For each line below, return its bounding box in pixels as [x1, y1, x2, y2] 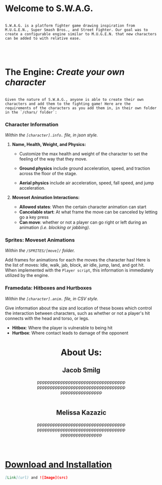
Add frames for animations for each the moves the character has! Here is [5, 257, 150, 263]
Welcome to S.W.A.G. [5, 3, 93, 14]
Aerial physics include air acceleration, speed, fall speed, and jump [19, 180, 154, 186]
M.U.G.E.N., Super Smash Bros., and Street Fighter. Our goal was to [5, 27, 148, 32]
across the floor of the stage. [19, 171, 77, 177]
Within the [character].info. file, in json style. [5, 132, 98, 138]
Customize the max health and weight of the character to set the [19, 151, 148, 157]
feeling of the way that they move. [19, 156, 88, 162]
